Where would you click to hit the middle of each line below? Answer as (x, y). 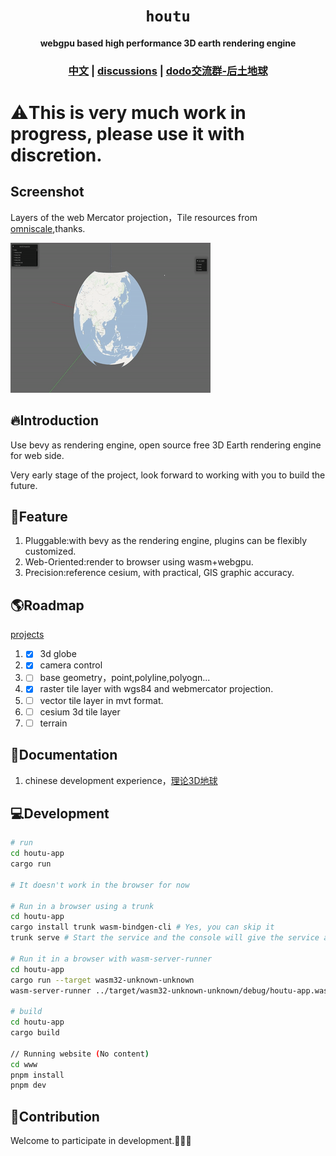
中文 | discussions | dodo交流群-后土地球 (168, 71)
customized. (50, 551)
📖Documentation (64, 755)
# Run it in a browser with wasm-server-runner (111, 959)
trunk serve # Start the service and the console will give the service (165, 938)
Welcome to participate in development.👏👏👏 (101, 1141)
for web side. (37, 455)
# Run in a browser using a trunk (82, 906)
